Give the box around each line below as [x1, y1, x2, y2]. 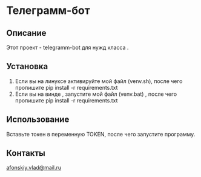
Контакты [6, 148, 45, 158]
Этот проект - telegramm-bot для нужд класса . [6, 44, 129, 51]
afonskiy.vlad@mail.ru [6, 164, 62, 172]
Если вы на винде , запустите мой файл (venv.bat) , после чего [15, 90, 177, 98]
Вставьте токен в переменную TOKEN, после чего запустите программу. [6, 130, 196, 138]
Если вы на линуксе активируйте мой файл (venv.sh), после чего [15, 77, 183, 85]
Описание [6, 28, 47, 38]
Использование [6, 115, 70, 125]
